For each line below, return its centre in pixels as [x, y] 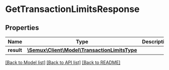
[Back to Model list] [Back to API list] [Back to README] [63, 62]
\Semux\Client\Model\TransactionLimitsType [82, 50]
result [15, 50]
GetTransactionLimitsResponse [72, 9]
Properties [22, 28]
